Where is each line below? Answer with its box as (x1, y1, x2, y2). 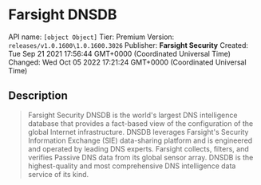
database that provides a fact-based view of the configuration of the (27, 118, 254, 128)
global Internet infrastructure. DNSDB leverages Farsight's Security (27, 127, 249, 136)
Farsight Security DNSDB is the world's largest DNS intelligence (27, 110, 238, 120)
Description (8, 89, 68, 103)
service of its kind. (27, 169, 89, 179)
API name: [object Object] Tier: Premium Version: (8, 32, 175, 41)
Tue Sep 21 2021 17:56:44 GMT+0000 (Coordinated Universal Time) (8, 49, 231, 58)
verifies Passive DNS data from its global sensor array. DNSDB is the (27, 152, 254, 162)
